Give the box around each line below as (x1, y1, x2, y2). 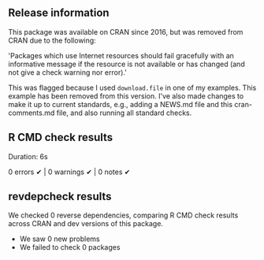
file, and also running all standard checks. (56, 108, 192, 117)
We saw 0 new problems (19, 234, 100, 243)
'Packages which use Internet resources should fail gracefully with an (8, 50, 235, 60)
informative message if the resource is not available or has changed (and (8, 59, 246, 69)
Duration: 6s (8, 151, 49, 161)
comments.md (8, 108, 55, 117)
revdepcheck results (8, 190, 112, 203)
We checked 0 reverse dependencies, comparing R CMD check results (8, 210, 239, 220)
